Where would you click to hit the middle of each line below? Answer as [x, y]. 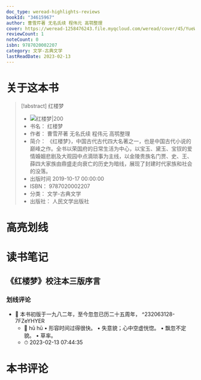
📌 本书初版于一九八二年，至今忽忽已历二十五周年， [77, 314]
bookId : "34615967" [31, 17]
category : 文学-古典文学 [34, 51]
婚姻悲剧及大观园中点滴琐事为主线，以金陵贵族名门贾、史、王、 [114, 156]
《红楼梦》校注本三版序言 [53, 281]
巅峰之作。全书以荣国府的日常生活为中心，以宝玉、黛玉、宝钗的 [108, 148]
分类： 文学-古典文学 [55, 193]
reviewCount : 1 [25, 34]
